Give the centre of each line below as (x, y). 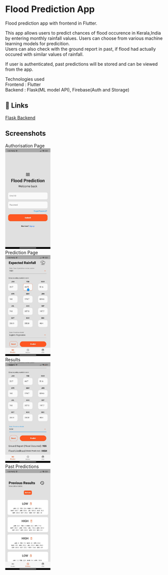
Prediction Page (22, 253)
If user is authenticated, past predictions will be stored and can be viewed (81, 64)
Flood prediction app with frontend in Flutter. (51, 23)
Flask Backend (20, 118)
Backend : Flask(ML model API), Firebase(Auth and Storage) (67, 89)
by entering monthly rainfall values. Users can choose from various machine (84, 38)
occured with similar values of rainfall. (44, 54)
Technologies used (25, 79)
